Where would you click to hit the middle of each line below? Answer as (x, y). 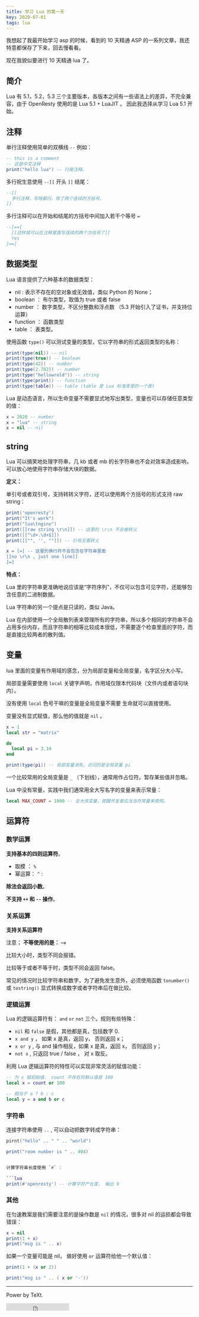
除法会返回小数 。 (27, 886)
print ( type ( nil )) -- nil (37, 353)
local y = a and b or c (36, 1099)
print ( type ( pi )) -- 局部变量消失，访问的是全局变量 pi (68, 765)
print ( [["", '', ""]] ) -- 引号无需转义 (53, 541)
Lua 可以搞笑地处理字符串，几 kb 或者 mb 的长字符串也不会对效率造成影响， (99, 462)
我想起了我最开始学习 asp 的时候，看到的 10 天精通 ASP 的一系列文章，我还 (98, 40)
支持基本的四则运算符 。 (35, 853)
